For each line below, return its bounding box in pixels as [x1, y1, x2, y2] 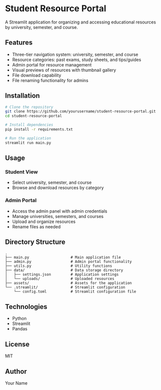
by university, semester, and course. [5, 24, 78, 30]
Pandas [12, 326, 28, 332]
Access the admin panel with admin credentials [12, 208, 107, 214]
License [5, 340, 30, 348]
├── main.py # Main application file [5, 255, 121, 260]
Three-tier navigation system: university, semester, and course [12, 51, 139, 57]
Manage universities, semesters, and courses [12, 213, 104, 219]
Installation [5, 91, 40, 100]
